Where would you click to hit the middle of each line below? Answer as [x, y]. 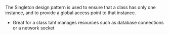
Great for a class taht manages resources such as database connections [88, 23]
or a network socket [33, 28]
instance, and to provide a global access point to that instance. [71, 13]
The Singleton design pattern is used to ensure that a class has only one [80, 7]
